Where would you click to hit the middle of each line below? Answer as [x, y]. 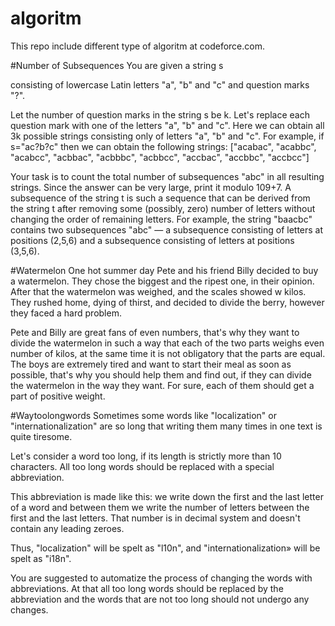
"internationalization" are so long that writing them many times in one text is [166, 426]
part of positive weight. [58, 396]
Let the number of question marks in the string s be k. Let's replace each [160, 114]
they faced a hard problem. [66, 313]
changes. [29, 609]
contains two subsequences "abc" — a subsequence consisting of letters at [167, 229]
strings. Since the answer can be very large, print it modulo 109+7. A [151, 187]
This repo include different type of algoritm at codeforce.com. [137, 46]
